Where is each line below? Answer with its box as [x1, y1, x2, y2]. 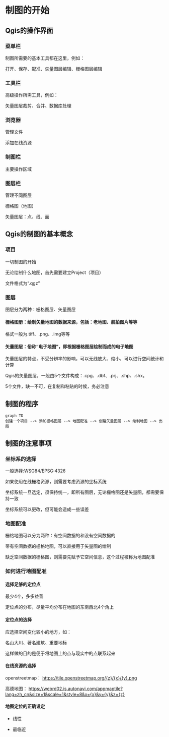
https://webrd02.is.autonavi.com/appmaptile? [28, 686, 123, 692]
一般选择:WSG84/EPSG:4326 [5, 468, 66, 474]
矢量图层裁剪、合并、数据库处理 [5, 103, 71, 109]
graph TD [5, 413, 24, 419]
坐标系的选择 [5, 455, 37, 462]
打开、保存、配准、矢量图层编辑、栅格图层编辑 [5, 66, 102, 72]
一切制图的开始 [5, 258, 36, 265]
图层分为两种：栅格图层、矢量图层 [5, 306, 76, 313]
